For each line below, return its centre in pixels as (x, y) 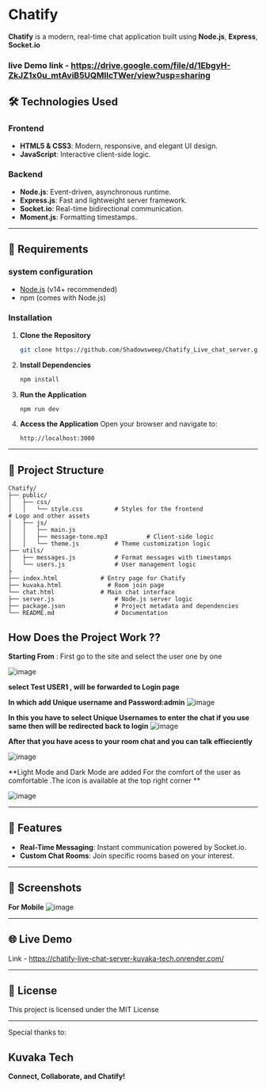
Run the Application (53, 394)
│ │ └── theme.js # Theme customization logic (110, 544)
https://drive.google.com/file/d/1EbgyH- (151, 65)
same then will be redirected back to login (78, 727)
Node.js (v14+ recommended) (68, 289)
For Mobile (26, 907)
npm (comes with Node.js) (63, 298)
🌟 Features (35, 828)
